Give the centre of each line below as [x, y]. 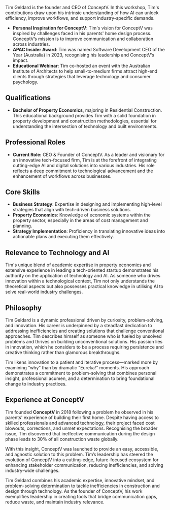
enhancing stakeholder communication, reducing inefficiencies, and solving [84, 465]
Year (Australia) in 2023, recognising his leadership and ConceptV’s [83, 55]
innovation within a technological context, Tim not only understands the [80, 281]
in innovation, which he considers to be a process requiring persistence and [84, 347]
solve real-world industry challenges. [44, 292]
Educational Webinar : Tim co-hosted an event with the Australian [81, 66]
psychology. [25, 82]
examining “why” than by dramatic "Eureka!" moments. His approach [77, 368]
